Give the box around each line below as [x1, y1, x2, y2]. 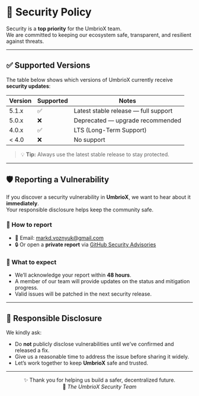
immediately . [6, 199, 40, 207]
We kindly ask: [6, 329, 42, 336]
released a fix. [14, 347, 50, 354]
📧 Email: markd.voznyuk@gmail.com [14, 234, 104, 241]
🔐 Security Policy [6, 5, 92, 19]
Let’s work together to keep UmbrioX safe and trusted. [14, 359, 149, 366]
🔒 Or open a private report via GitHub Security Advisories [14, 240, 156, 248]
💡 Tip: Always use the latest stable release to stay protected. [20, 151, 170, 158]
